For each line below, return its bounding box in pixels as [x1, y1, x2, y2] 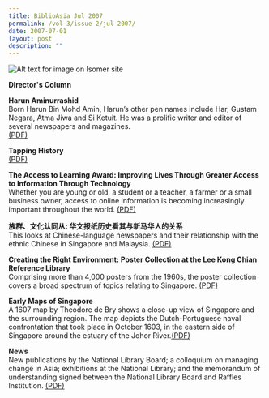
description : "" [8, 42, 63, 50]
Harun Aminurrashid [8, 96, 79, 105]
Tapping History [8, 146, 64, 156]
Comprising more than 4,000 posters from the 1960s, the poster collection [8, 272, 257, 282]
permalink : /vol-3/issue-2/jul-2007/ [8, 19, 136, 28]
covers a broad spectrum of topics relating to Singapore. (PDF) [8, 280, 219, 290]
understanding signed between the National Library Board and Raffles [8, 372, 241, 382]
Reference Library [8, 263, 70, 273]
